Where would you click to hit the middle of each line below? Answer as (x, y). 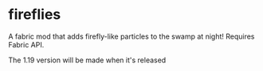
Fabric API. (26, 44)
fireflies (35, 15)
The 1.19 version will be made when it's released (87, 60)
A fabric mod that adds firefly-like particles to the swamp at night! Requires (131, 36)
